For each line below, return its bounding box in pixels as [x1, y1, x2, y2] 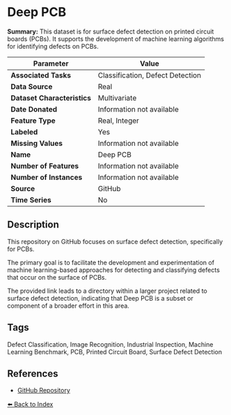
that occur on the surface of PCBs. [7, 273, 107, 281]
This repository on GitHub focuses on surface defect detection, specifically [7, 237, 223, 246]
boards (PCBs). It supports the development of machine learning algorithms [7, 34, 225, 43]
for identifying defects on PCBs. [7, 42, 99, 50]
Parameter [33, 59, 69, 68]
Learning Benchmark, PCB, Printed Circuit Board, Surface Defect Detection [7, 347, 223, 356]
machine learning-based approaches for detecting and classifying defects [7, 266, 221, 274]
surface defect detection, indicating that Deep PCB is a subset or [7, 294, 193, 302]
